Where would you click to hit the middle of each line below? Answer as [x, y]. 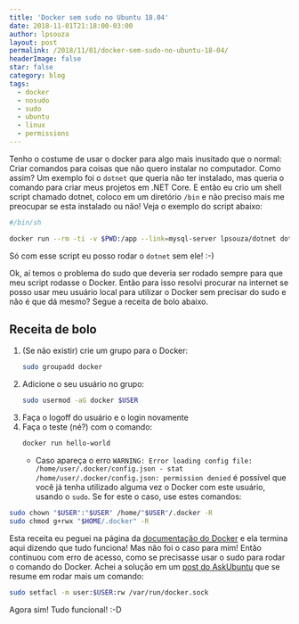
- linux [32, 126]
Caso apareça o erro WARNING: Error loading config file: [144, 461]
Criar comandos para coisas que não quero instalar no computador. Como [145, 168]
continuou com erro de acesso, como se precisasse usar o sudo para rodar [147, 557]
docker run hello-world [66, 443]
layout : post [33, 42]
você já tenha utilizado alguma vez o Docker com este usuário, [150, 488]
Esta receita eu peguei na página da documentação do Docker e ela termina [149, 538]
